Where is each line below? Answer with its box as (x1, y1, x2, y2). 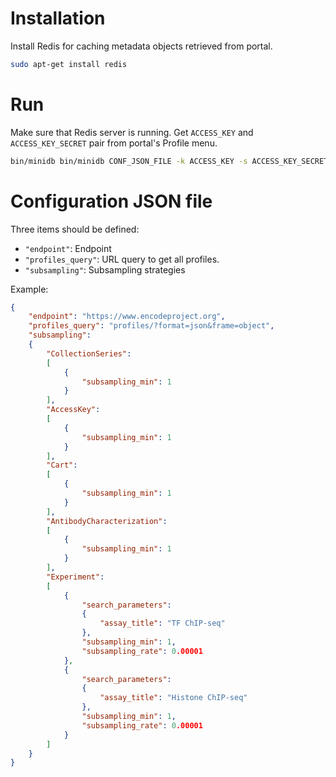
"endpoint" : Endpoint (24, 242, 112, 254)
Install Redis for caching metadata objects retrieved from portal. (10, 40, 273, 52)
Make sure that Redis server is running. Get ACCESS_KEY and (10, 126, 254, 138)
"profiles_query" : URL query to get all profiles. (24, 253, 220, 265)
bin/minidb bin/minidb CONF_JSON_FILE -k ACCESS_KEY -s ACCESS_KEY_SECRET (10, 156, 329, 166)
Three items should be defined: (10, 223, 140, 235)
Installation (10, 7, 106, 30)
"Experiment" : (46, 572, 105, 582)
